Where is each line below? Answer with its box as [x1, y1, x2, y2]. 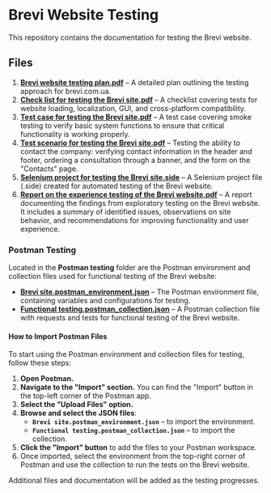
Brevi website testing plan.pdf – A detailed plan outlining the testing [19, 77, 249, 87]
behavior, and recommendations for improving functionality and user [19, 215, 249, 225]
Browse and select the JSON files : [19, 408, 138, 418]
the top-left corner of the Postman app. [19, 391, 151, 401]
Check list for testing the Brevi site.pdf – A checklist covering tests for [19, 95, 258, 105]
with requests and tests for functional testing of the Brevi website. [19, 313, 240, 323]
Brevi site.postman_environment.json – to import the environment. [32, 417, 256, 427]
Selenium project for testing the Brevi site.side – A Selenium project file [19, 172, 263, 182]
